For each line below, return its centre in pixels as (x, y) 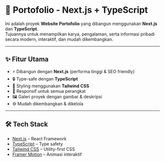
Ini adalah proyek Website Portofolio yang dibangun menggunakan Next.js (81, 24)
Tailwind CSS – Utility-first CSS (43, 149)
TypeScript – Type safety (37, 144)
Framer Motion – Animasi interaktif (47, 154)
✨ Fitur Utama (27, 59)
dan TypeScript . (22, 28)
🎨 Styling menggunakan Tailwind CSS (51, 86)
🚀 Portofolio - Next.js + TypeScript (77, 10)
